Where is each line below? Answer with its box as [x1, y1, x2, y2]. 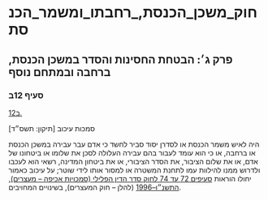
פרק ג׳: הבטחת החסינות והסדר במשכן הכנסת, [8, 53, 233, 66]
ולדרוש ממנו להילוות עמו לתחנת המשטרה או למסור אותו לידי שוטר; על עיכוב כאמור [8, 165, 261, 175]
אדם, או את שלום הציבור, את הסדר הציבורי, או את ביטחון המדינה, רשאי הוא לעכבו [8, 156, 258, 166]
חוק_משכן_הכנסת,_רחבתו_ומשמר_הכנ [8, 3, 258, 22]
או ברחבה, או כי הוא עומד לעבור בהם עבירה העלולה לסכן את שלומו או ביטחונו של [8, 147, 256, 157]
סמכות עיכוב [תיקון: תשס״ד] [8, 123, 96, 133]
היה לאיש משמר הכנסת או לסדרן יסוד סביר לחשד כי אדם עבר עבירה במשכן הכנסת [8, 139, 260, 149]
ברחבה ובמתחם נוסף [8, 65, 111, 79]
